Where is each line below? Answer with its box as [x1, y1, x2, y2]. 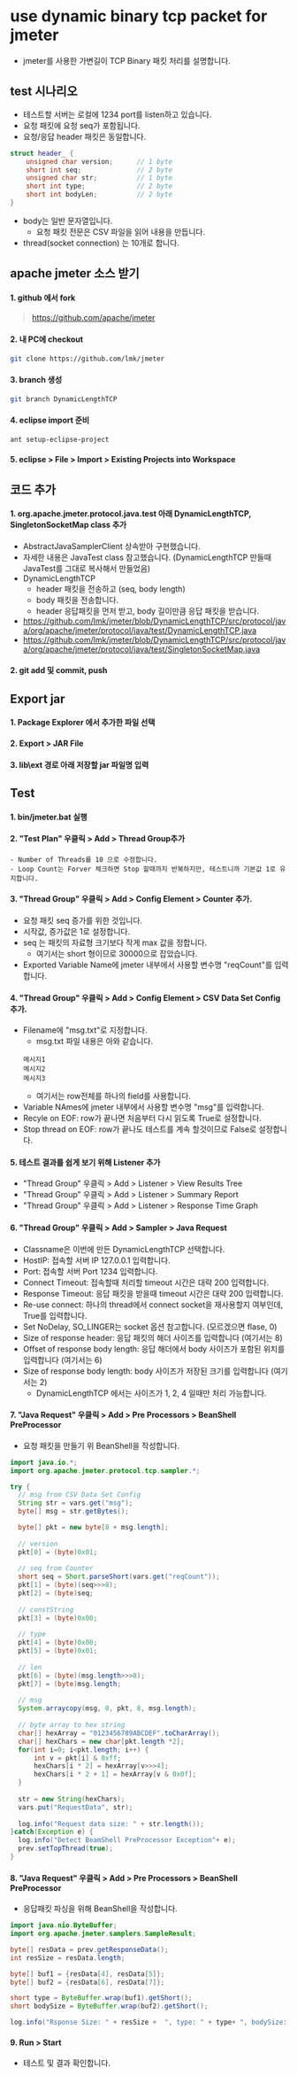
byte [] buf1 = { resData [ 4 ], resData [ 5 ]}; [10, 1969, 165, 1979]
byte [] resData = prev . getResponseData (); [10, 1945, 169, 1954]
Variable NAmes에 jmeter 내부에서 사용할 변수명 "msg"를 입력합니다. [22, 1102, 264, 1112]
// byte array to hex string [18, 1721, 126, 1730]
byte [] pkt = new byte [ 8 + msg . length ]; [18, 1523, 169, 1532]
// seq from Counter [18, 1564, 94, 1573]
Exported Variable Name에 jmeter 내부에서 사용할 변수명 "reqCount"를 [22, 959, 273, 971]
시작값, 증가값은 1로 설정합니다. [22, 926, 131, 937]
